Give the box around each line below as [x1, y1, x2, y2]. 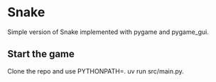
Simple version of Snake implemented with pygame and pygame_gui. [7, 28, 210, 36]
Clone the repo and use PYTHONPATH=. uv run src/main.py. [7, 66, 185, 75]
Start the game [7, 48, 75, 60]
